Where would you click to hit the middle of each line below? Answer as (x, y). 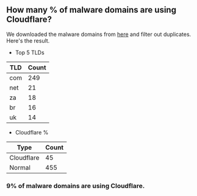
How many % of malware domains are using (91, 10)
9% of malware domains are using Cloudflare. (76, 186)
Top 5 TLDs (30, 52)
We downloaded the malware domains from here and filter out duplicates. (99, 34)
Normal (20, 167)
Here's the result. (28, 40)
